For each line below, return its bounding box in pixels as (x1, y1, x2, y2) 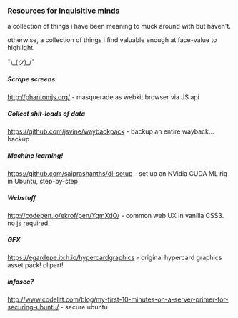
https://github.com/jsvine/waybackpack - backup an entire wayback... (7, 127, 214, 136)
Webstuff (7, 193, 36, 202)
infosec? (7, 277, 34, 286)
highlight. (7, 44, 35, 52)
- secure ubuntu (60, 303, 109, 312)
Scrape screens (7, 74, 56, 84)
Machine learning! (7, 151, 64, 159)
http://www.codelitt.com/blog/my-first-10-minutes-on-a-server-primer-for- (7, 295, 229, 304)
